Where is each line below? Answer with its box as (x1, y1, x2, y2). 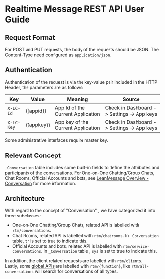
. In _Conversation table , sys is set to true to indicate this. (41, 248, 157, 254)
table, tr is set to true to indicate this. (12, 238, 88, 244)
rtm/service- (122, 244, 150, 249)
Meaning (67, 96, 88, 103)
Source (122, 96, 140, 103)
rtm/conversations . (12, 227, 52, 233)
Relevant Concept (5, 152, 61, 160)
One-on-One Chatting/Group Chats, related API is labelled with (12, 222, 139, 228)
